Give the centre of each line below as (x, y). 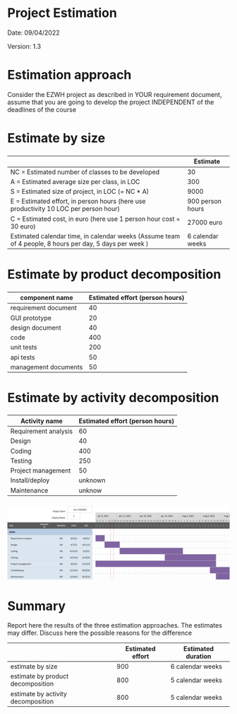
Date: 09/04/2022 (34, 33)
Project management (41, 471)
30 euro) (23, 226)
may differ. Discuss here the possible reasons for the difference (100, 633)
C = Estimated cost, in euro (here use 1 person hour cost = (95, 219)
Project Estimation (62, 13)
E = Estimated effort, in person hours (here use (78, 201)
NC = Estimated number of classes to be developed (85, 172)
